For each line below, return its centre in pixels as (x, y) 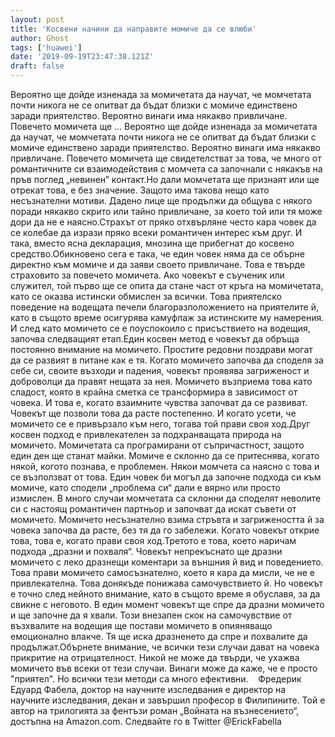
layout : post (37, 19)
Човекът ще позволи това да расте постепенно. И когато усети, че (153, 413)
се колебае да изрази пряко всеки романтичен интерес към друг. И (156, 232)
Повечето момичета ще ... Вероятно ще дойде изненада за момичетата (164, 126)
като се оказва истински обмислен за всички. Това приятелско (146, 296)
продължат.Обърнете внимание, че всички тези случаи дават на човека (165, 647)
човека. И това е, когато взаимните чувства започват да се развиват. (159, 402)
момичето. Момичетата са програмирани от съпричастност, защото (157, 445)
